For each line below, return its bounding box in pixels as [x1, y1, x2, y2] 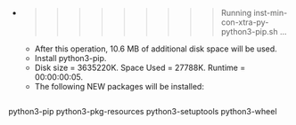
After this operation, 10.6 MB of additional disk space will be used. [34, 43, 277, 54]
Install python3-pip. [34, 53, 107, 63]
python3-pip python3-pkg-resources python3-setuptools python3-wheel [8, 106, 277, 116]
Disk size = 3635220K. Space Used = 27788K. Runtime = [34, 62, 246, 73]
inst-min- [252, 8, 288, 18]
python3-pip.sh [220, 27, 278, 36]
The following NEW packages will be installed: [34, 82, 204, 91]
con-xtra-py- [220, 17, 269, 27]
